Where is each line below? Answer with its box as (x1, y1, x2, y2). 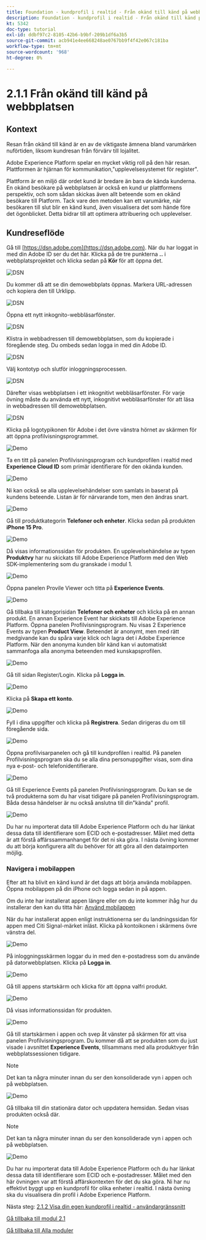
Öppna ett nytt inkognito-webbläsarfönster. (6, 311, 115, 318)
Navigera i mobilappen (6, 864, 75, 873)
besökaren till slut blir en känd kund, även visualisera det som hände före (6, 203, 191, 211)
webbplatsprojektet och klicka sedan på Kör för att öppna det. (6, 257, 163, 264)
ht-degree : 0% (6, 55, 43, 61)
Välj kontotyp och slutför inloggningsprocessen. (6, 365, 128, 373)
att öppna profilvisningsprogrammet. (6, 433, 99, 440)
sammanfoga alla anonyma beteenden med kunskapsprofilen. (6, 647, 162, 655)
